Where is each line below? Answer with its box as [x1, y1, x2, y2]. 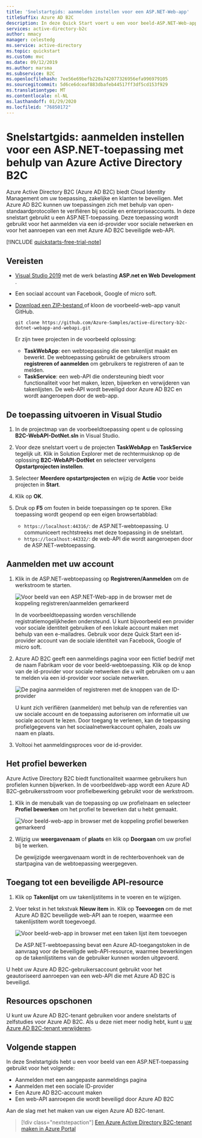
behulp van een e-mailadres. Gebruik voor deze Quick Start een [14, 630, 173, 638]
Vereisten [6, 256, 43, 266]
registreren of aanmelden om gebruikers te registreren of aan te [23, 360, 185, 368]
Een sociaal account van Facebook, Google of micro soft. [14, 290, 157, 297]
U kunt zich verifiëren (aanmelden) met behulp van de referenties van [14, 703, 188, 711]
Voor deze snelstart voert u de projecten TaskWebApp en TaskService [14, 444, 192, 451]
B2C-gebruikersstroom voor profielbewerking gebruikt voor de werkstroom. [6, 787, 194, 794]
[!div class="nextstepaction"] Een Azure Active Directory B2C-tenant [20, 1119, 192, 1126]
